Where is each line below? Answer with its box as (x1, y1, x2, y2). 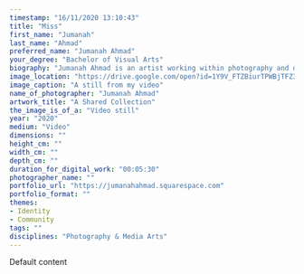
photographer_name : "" (9, 173, 95, 182)
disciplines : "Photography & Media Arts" (9, 231, 168, 241)
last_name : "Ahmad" (9, 38, 83, 48)
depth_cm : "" (9, 156, 59, 165)
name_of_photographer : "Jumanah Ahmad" (9, 89, 160, 98)
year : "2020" (9, 114, 59, 123)
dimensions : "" (9, 131, 67, 140)
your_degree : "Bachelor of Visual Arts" (9, 55, 165, 64)
